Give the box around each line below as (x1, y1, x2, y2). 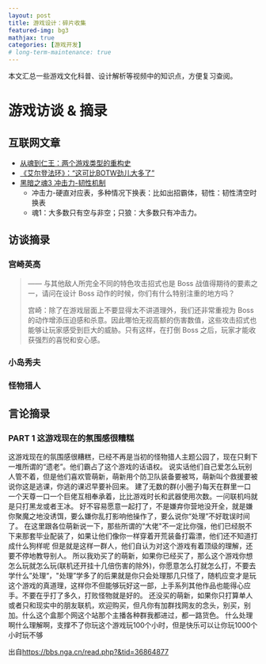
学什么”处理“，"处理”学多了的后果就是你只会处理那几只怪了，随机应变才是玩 (8, 571, 257, 581)
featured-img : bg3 (8, 26, 69, 34)
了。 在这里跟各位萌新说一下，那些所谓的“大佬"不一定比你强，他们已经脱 (8, 521, 245, 531)
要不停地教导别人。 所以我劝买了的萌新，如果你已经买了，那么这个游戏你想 (8, 551, 253, 561)
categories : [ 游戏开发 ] (8, 41, 82, 49)
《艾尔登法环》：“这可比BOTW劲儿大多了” (19, 168, 155, 177)
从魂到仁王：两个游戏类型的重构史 (19, 158, 131, 167)
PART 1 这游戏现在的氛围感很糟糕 (8, 433, 135, 444)
